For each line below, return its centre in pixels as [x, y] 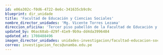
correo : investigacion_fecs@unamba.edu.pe [49, 45]
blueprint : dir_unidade [29, 14]
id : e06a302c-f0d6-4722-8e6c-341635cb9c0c [49, 9]
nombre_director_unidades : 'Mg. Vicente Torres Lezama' [63, 23]
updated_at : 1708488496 [29, 36]
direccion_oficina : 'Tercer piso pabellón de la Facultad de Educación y [81, 27]
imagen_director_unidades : [32, 41]
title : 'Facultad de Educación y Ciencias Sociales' [59, 18]
